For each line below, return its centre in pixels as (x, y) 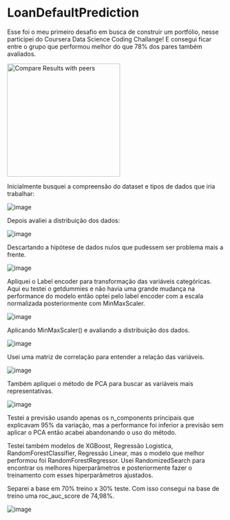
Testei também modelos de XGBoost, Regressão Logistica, (90, 445)
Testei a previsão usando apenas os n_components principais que (101, 417)
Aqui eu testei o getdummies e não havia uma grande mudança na (101, 289)
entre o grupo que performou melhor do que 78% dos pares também (105, 46)
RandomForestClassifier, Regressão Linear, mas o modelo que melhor (106, 453)
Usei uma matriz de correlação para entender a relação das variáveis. (106, 356)
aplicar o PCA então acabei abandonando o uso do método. (92, 432)
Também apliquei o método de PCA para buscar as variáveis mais (101, 383)
